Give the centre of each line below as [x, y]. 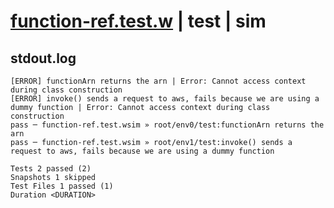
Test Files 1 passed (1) [62, 186]
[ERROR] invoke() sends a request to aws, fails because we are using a [165, 99]
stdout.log [43, 58]
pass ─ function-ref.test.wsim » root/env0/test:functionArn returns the [167, 125]
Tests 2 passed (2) [51, 169]
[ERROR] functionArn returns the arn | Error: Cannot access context [158, 81]
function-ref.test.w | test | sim [138, 21]
